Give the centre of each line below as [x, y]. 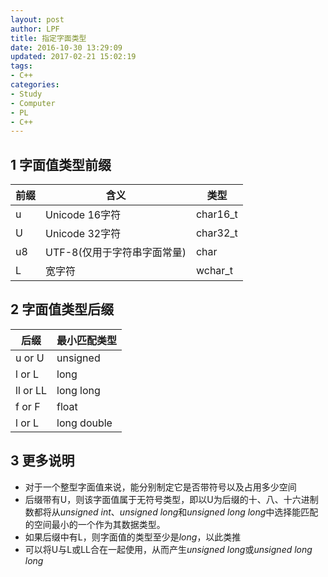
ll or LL [31, 390]
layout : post [37, 19]
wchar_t [214, 271]
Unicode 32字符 [83, 234]
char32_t [216, 233]
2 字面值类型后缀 [62, 309]
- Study [26, 94]
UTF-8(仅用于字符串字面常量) [116, 253]
